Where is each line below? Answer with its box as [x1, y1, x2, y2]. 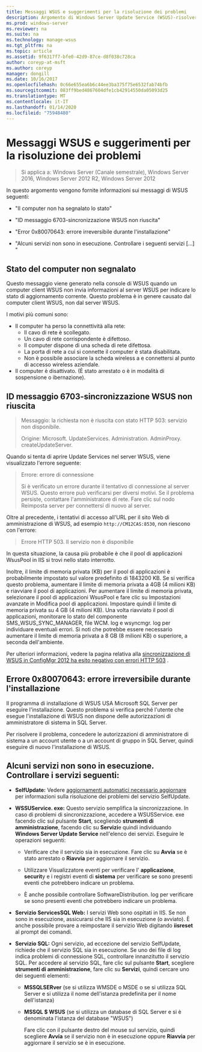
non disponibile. [20, 423, 61, 430]
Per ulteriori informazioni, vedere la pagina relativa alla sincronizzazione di [6, 650, 191, 657]
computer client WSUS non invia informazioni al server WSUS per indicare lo [6, 286, 196, 293]
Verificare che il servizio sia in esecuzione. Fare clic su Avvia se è [23, 848, 188, 855]
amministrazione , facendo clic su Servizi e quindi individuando [14, 823, 172, 830]
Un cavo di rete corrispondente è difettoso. [23, 336, 131, 343]
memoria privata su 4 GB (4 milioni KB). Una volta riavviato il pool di [6, 606, 174, 613]
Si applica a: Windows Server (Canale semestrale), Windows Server [20, 168, 189, 176]
